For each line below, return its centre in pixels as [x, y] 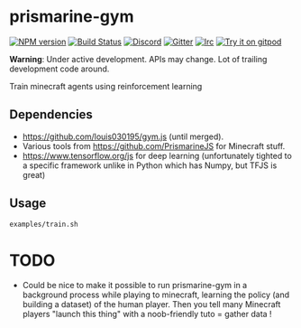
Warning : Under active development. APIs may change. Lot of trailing [138, 59]
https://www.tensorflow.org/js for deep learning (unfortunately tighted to [157, 155]
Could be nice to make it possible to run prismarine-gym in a [135, 286]
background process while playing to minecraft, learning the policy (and [156, 295]
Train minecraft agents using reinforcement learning [106, 86]
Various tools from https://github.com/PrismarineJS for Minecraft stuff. [154, 145]
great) [34, 174]
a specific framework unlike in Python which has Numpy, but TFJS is [150, 165]
